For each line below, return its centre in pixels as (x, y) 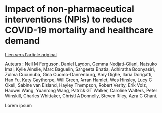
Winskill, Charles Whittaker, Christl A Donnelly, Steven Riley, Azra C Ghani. (81, 96)
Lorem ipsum (19, 105)
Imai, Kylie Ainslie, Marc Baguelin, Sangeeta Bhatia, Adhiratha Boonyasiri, (80, 69)
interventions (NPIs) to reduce (69, 20)
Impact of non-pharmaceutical (70, 9)
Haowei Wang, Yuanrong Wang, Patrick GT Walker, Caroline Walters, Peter (81, 90)
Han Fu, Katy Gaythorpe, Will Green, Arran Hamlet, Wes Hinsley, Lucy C (79, 80)
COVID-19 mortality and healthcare (79, 30)
